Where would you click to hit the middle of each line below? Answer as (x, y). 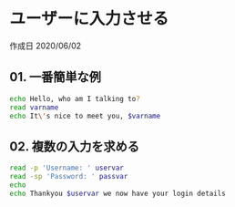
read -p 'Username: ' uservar (67, 168)
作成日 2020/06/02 (46, 46)
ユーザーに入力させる (89, 19)
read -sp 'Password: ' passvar (69, 177)
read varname (34, 107)
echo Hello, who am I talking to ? (75, 98)
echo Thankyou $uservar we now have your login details (117, 193)
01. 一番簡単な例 (56, 77)
